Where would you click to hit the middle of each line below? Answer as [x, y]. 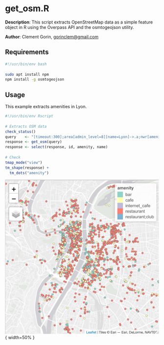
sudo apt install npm [27, 74]
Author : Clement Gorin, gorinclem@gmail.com [52, 37]
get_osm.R [27, 9]
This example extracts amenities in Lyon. [46, 107]
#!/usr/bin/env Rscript [29, 116]
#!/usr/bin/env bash [26, 64]
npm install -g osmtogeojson [35, 80]
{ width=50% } [20, 337]
